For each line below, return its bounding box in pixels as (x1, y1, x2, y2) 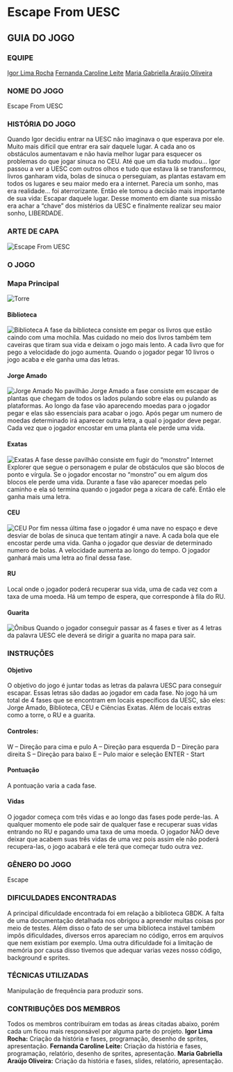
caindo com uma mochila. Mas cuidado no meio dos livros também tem (7, 333, 211, 342)
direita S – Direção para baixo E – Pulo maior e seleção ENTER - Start (7, 750, 205, 758)
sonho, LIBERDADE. (7, 209, 64, 217)
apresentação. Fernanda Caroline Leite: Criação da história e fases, (7, 1042, 203, 1050)
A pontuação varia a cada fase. (7, 781, 97, 790)
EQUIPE (7, 53, 33, 63)
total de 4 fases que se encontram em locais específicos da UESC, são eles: (7, 696, 226, 705)
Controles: (7, 726, 39, 735)
